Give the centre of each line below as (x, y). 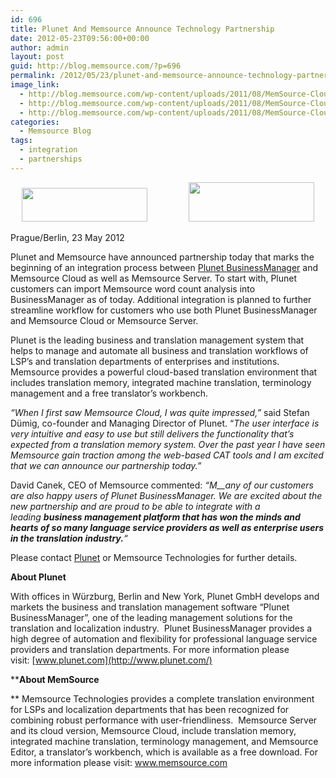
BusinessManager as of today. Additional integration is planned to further (161, 299)
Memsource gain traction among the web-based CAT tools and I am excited (167, 455)
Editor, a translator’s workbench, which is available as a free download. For (164, 752)
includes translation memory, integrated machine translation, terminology (161, 382)
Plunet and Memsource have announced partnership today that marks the (162, 257)
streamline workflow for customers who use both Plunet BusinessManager (164, 310)
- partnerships (51, 159)
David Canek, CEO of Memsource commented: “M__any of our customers (162, 485)
